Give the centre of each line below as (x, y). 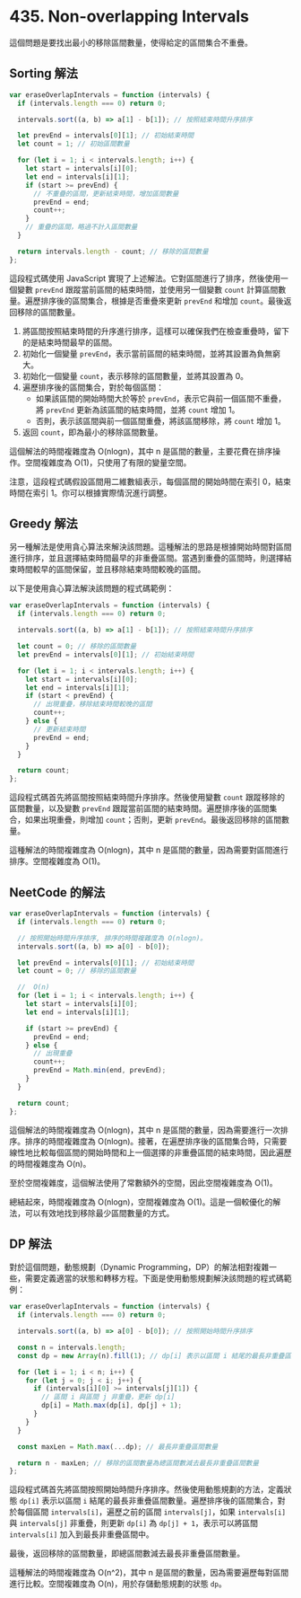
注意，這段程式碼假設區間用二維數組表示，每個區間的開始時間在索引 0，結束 (150, 481)
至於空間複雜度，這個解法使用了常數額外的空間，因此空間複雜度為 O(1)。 (143, 1182)
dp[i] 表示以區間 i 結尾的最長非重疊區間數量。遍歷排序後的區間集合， (148, 1501)
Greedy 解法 (43, 524)
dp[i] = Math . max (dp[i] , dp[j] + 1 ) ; (112, 1406)
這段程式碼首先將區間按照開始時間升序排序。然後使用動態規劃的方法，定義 (146, 1489)
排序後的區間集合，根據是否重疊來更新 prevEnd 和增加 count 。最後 (162, 300)
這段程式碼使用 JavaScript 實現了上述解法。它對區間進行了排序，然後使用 (145, 278)
